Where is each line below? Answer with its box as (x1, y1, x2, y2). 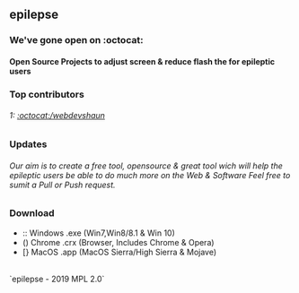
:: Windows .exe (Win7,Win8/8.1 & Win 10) (22, 228, 175, 238)
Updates (9, 138, 48, 151)
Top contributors (9, 88, 85, 100)
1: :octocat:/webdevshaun (9, 110, 106, 121)
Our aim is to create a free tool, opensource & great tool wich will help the (9, 160, 283, 171)
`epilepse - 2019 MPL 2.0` (9, 273, 105, 284)
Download (9, 207, 56, 220)
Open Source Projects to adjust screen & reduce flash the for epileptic (9, 56, 276, 66)
